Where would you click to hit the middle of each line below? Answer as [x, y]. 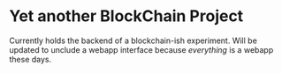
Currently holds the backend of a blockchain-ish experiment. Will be [133, 40]
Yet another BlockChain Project [126, 16]
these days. [30, 59]
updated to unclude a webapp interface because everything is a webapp [141, 49]
